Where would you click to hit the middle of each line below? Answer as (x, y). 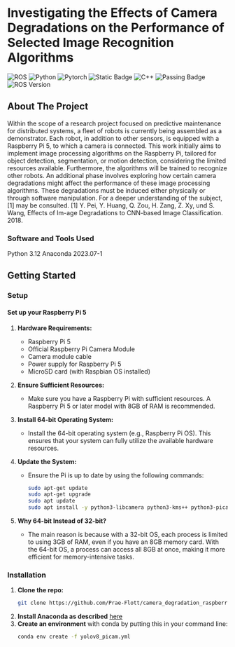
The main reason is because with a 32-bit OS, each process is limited (128, 535)
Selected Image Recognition (91, 43)
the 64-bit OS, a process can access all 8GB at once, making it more (127, 550)
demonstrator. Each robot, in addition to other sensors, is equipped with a (113, 138)
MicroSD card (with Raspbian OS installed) (89, 371)
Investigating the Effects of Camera (113, 13)
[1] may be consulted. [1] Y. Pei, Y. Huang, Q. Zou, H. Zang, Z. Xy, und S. (111, 205)
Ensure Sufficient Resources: (61, 385)
